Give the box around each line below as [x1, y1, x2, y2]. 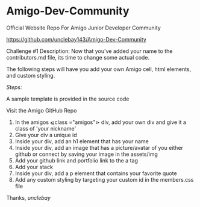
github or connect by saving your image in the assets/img [14, 150, 158, 158]
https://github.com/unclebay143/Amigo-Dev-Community [6, 36, 146, 43]
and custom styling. [6, 72, 55, 79]
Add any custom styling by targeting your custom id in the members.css [14, 176, 194, 183]
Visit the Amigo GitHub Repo [6, 107, 77, 114]
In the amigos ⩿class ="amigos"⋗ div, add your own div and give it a [14, 119, 187, 126]
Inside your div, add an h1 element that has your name [14, 137, 149, 145]
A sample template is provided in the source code [6, 95, 130, 102]
